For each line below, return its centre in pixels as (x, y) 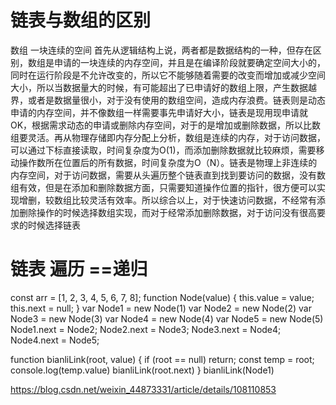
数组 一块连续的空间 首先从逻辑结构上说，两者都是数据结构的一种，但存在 (161, 50)
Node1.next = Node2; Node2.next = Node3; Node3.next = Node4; (146, 329)
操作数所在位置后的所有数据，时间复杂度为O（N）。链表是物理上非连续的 (168, 162)
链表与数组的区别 (81, 20)
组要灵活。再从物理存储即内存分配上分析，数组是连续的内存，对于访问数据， (168, 137)
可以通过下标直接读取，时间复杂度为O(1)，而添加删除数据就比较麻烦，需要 (163, 150)
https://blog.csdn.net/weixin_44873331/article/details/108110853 (143, 389)
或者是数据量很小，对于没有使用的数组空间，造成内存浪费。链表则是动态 (176, 100)
